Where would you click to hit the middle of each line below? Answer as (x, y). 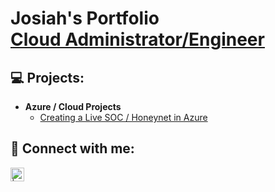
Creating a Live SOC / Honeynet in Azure (123, 117)
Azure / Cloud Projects (73, 106)
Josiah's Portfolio (85, 18)
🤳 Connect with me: (72, 148)
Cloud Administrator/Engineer (137, 39)
